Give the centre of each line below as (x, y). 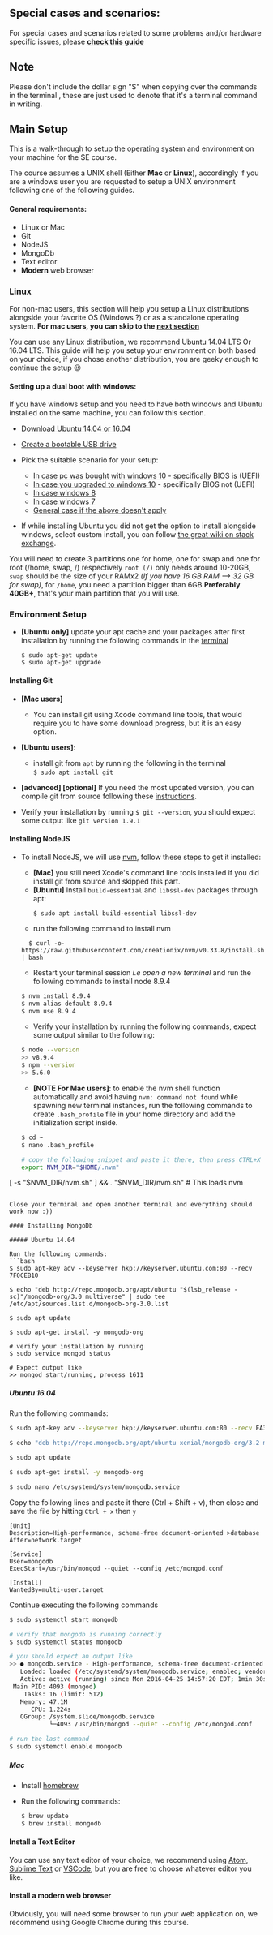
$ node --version (50, 1050)
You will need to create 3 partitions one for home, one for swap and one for (135, 559)
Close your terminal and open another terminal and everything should (131, 1205)
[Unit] (20, 1526)
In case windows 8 (64, 493)
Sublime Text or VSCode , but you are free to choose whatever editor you (130, 1868)
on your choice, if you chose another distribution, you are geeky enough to (134, 359)
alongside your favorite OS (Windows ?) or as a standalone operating (124, 317)
